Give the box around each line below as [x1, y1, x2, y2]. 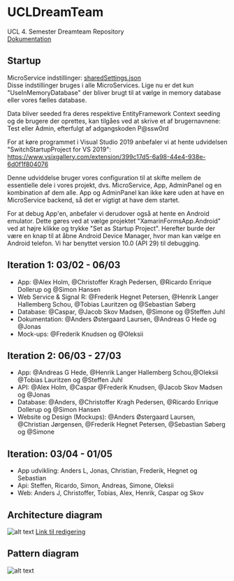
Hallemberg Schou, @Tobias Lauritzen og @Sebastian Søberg [17, 300, 196, 308]
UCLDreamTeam [7, 4, 104, 20]
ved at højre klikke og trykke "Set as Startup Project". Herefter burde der [7, 224, 215, 233]
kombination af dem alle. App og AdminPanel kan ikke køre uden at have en [7, 188, 225, 196]
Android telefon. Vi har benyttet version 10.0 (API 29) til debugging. [7, 239, 200, 247]
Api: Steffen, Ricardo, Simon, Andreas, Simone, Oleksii [17, 481, 175, 490]
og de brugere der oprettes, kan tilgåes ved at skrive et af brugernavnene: [7, 117, 221, 125]
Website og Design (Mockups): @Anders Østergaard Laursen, [17, 413, 196, 421]
